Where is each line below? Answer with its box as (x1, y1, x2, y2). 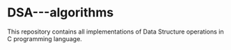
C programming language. (7, 34, 82, 42)
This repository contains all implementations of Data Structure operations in (7, 27, 224, 36)
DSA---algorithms (7, 5, 114, 21)
